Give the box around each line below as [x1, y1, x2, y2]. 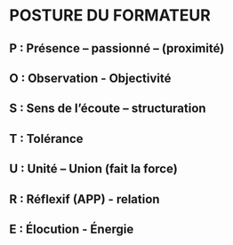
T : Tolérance [9, 130, 84, 146]
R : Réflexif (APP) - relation [9, 192, 160, 207]
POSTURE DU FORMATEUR [9, 5, 211, 26]
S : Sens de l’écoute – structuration [9, 101, 206, 116]
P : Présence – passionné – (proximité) [9, 41, 225, 56]
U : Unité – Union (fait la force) [9, 162, 178, 177]
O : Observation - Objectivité [9, 70, 172, 85]
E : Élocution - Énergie [9, 221, 134, 236]
